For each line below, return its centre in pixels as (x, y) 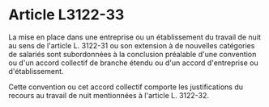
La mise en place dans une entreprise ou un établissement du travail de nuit (135, 37)
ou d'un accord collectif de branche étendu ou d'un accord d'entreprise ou (133, 63)
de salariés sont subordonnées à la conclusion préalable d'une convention (132, 54)
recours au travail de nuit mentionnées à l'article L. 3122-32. (109, 95)
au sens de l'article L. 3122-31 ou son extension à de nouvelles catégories (132, 45)
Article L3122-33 (66, 15)
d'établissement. (36, 71)
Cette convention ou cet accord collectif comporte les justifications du (126, 87)
